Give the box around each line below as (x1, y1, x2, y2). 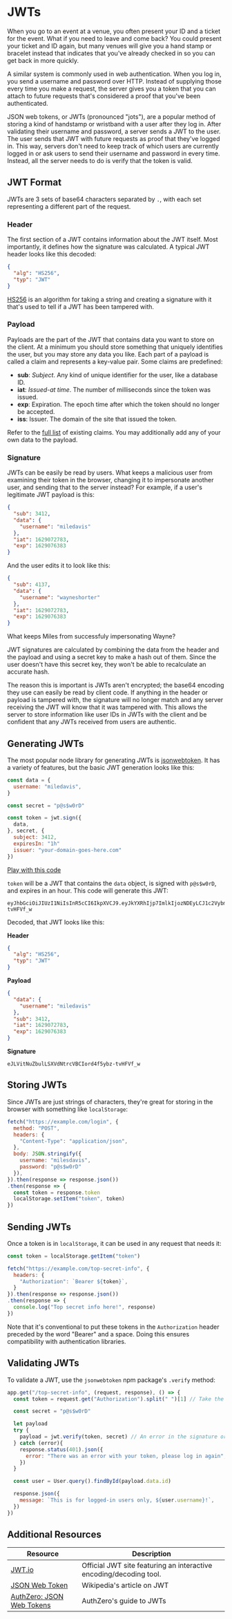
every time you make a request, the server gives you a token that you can (7, 84, 216, 93)
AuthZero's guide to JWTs (81, 1596, 166, 1606)
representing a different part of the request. (7, 202, 131, 211)
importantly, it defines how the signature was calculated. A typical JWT (7, 243, 210, 251)
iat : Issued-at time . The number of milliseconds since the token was (17, 385, 211, 394)
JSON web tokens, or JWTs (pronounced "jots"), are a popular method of (7, 112, 216, 121)
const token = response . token (13, 1189, 100, 1196)
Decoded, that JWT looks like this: (7, 918, 105, 926)
